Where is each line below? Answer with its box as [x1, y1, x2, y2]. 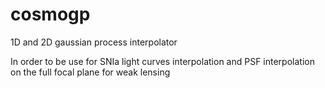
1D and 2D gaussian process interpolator [10, 36, 178, 48]
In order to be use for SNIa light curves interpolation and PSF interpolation [10, 55, 315, 67]
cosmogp [10, 3, 91, 26]
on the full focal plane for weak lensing [10, 66, 171, 78]
